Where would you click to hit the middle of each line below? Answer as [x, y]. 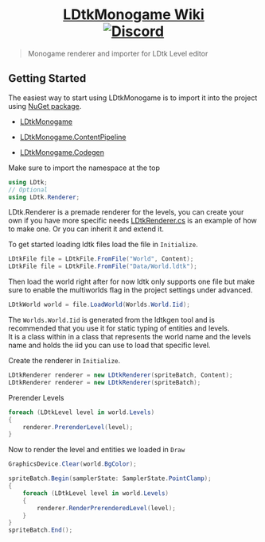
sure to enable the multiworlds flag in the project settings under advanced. [131, 290]
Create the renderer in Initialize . [64, 360]
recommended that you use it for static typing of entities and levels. [119, 328]
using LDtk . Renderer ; [44, 197]
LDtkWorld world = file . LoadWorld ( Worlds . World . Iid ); [99, 305]
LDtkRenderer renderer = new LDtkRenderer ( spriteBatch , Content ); [121, 375]
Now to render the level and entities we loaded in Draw [97, 450]
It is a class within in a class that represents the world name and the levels [130, 337]
